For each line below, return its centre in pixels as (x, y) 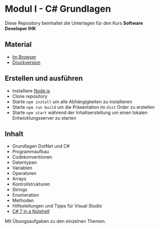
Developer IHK (20, 28)
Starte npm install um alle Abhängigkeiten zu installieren (72, 101)
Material (18, 45)
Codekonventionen (32, 157)
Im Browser (24, 57)
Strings (20, 190)
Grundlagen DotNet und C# (41, 146)
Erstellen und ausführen (44, 78)
